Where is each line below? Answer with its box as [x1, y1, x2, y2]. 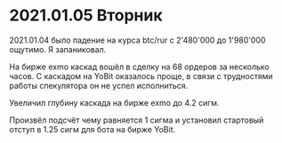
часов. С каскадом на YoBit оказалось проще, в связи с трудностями [9, 70, 273, 81]
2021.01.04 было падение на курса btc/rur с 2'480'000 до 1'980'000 [9, 35, 266, 45]
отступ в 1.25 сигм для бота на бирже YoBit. [9, 123, 176, 134]
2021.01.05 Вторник [9, 5, 163, 26]
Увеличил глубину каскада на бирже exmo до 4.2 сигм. [9, 97, 220, 107]
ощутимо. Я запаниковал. [9, 44, 107, 54]
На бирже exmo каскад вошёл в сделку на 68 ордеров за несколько [9, 61, 270, 72]
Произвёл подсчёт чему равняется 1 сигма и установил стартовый [9, 115, 264, 125]
